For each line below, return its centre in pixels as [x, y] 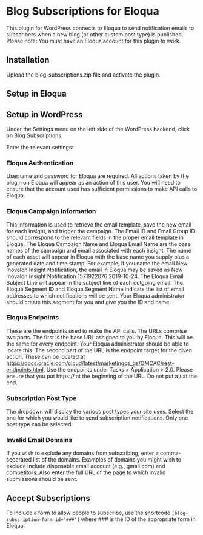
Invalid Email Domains [39, 440]
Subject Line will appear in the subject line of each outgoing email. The [95, 282]
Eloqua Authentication [40, 163]
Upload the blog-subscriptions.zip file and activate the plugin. [83, 75]
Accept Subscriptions [48, 498]
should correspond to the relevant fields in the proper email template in [95, 237]
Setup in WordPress [45, 114]
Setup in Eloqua [36, 94]
